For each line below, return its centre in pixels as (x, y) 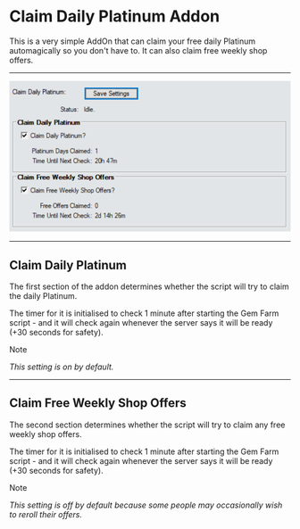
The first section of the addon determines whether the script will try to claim (150, 286)
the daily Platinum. (43, 295)
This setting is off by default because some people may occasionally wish (146, 505)
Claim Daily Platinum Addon (115, 17)
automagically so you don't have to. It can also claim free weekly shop (138, 50)
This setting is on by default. (62, 367)
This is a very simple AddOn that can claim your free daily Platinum (133, 41)
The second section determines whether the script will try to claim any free (147, 425)
